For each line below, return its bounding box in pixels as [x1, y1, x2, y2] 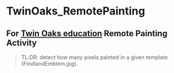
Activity [6, 37, 38, 48]
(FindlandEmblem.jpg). [21, 60, 78, 67]
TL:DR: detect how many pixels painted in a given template [21, 54, 168, 61]
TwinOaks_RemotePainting [6, 4, 146, 18]
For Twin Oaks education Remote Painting [6, 28, 168, 39]
